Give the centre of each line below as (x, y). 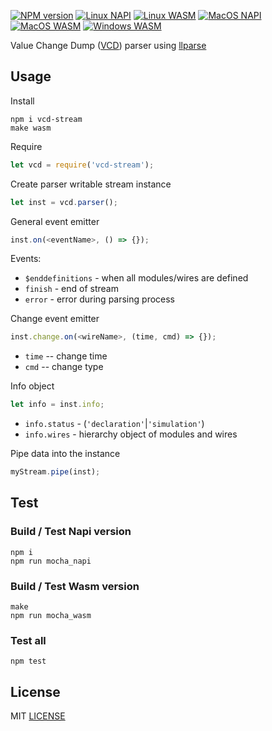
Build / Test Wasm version (75, 586)
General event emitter (55, 221)
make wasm (31, 128)
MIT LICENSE (38, 716)
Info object (32, 386)
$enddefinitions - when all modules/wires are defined (136, 278)
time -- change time (66, 356)
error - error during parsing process (100, 299)
